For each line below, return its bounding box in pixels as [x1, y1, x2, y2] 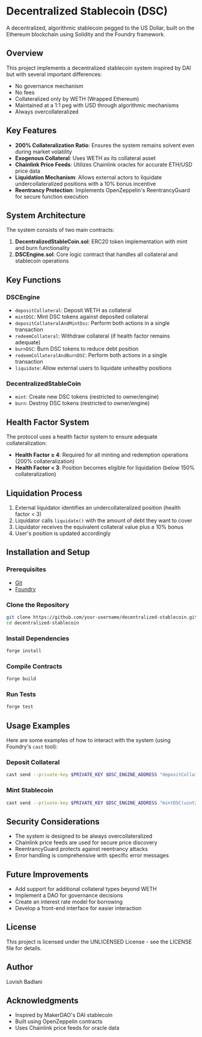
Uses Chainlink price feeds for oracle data [14, 1024, 120, 1032]
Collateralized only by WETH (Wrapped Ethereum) [14, 95, 139, 102]
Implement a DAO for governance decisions [14, 892, 123, 899]
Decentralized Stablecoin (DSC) [6, 4, 168, 18]
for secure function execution [14, 193, 88, 200]
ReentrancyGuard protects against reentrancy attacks [14, 846, 148, 853]
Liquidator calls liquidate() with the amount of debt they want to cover [14, 516, 192, 524]
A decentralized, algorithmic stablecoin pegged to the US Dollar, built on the [6, 24, 195, 31]
